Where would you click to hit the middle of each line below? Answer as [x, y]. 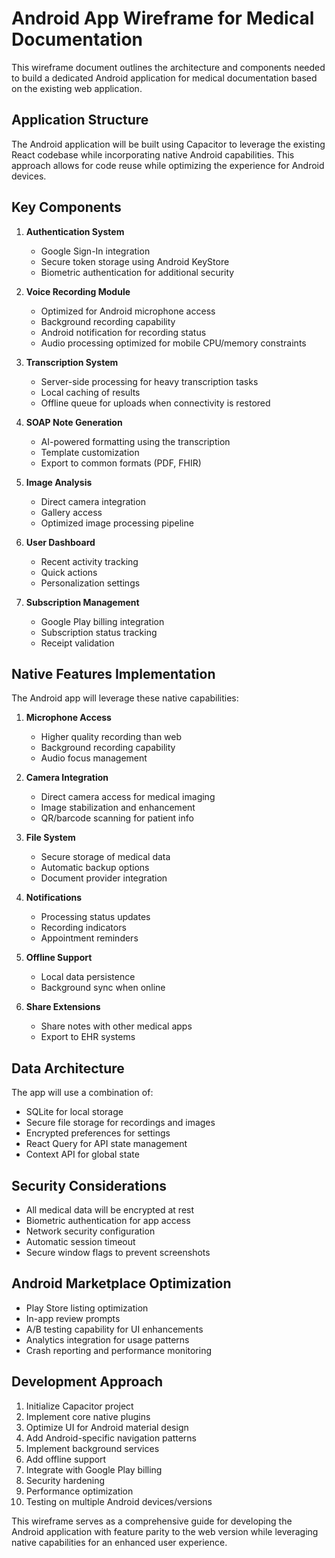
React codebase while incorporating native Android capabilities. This [153, 154]
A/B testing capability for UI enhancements [114, 1329]
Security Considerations [89, 1185]
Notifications [54, 898]
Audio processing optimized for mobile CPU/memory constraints [173, 343]
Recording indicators [83, 928]
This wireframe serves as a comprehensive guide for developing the [152, 1521]
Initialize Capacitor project [79, 1406]
